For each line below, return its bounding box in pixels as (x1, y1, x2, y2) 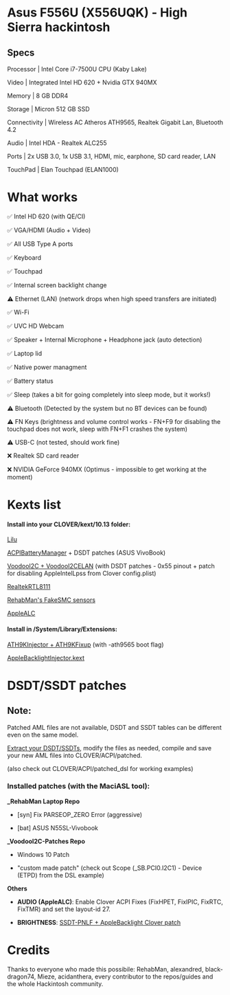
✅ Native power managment (7, 363, 87, 371)
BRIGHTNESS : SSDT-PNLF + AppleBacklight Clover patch (16, 918, 181, 926)
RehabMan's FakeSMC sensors (7, 596, 96, 604)
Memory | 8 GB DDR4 (7, 91, 69, 100)
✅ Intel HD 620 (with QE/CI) (7, 212, 86, 221)
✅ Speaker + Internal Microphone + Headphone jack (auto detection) (7, 335, 203, 344)
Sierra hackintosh (7, 19, 111, 35)
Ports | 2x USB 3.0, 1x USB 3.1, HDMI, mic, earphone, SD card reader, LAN (7, 153, 216, 160)
